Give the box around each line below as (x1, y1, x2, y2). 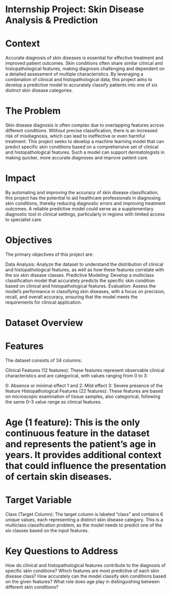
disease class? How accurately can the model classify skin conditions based (5, 573, 166, 579)
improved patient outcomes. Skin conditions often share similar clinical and (5, 60, 163, 66)
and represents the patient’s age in (5, 438, 156, 450)
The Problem (5, 105, 61, 117)
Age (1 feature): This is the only (5, 417, 140, 429)
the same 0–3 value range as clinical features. (5, 399, 102, 405)
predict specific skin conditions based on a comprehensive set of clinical (5, 144, 159, 150)
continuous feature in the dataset (5, 427, 150, 439)
